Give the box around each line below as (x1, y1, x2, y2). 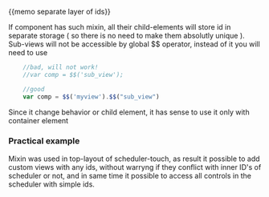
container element (8, 115, 69, 125)
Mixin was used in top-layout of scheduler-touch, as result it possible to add (8, 154, 260, 163)
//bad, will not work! (22, 63, 99, 71)
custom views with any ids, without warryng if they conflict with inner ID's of (8, 162, 262, 171)
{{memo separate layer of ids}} (8, 7, 111, 16)
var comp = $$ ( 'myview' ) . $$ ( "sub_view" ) (22, 92, 160, 101)
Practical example (8, 135, 80, 147)
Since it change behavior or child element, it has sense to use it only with (8, 107, 251, 117)
